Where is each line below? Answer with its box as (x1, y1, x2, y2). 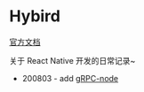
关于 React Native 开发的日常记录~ (9, 55, 136, 65)
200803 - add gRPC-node (21, 73, 119, 83)
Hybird (9, 6, 60, 27)
